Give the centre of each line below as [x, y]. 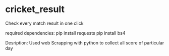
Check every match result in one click [44, 23]
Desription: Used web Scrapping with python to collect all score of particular [85, 43]
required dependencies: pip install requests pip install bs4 [65, 33]
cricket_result [35, 9]
